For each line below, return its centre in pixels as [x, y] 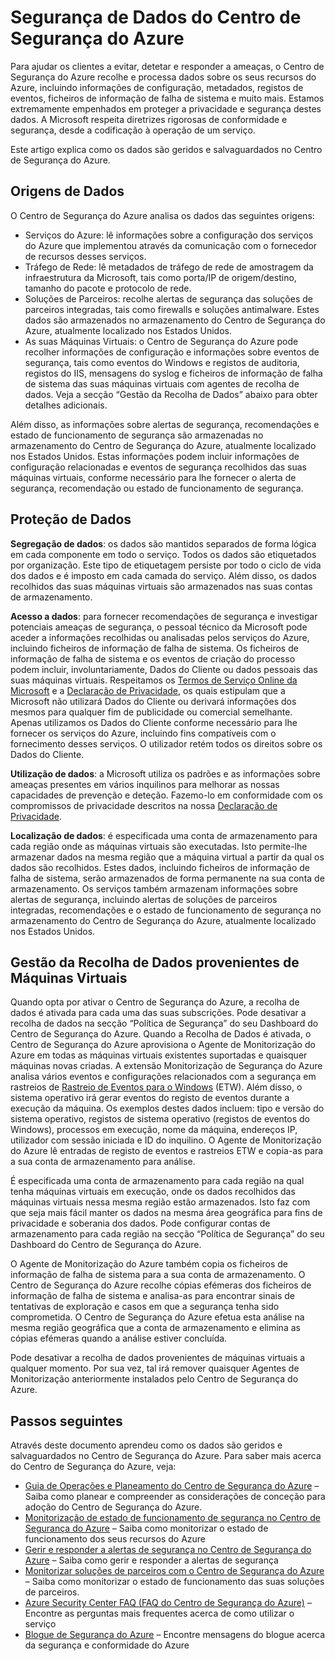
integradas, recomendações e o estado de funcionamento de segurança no [166, 910]
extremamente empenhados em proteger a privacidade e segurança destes [166, 108]
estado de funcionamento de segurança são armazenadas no [137, 435]
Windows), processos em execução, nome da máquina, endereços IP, [154, 1130]
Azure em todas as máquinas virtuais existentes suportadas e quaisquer [159, 1055]
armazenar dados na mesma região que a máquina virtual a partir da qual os [167, 857]
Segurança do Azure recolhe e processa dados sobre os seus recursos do [163, 77]
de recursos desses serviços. [85, 256]
